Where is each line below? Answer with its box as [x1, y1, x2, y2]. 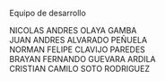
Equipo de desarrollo [9, 8, 87, 18]
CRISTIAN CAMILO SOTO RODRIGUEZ [9, 63, 151, 74]
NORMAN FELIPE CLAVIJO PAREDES [9, 44, 146, 55]
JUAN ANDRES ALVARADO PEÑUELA [9, 35, 148, 45]
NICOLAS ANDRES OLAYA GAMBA [9, 25, 137, 35]
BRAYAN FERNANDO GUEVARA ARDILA [9, 54, 156, 64]
